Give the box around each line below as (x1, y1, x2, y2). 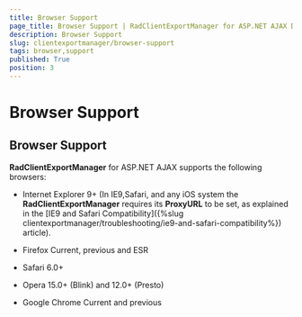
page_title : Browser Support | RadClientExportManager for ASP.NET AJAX (9, 22, 288, 31)
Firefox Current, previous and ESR (22, 244, 148, 255)
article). (22, 227, 51, 238)
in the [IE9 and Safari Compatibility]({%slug (22, 208, 184, 219)
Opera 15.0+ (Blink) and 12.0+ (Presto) (22, 279, 164, 290)
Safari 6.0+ (22, 262, 65, 273)
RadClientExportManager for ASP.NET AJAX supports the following (9, 161, 262, 172)
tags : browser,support (9, 47, 94, 56)
